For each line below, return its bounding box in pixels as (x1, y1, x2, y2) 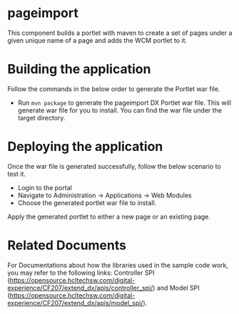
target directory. (17, 113, 66, 122)
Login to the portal (17, 183, 73, 192)
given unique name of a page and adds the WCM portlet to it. (7, 36, 188, 44)
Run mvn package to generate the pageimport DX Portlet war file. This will (17, 98, 232, 107)
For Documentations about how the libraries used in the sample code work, (7, 261, 228, 269)
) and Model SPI (153, 283, 200, 292)
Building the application (7, 61, 151, 78)
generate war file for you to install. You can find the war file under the (17, 105, 223, 115)
